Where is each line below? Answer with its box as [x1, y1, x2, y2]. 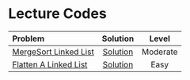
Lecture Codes [8, 5, 107, 23]
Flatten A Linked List [12, 59, 88, 70]
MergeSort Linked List [12, 46, 95, 57]
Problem [12, 33, 45, 44]
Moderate [141, 46, 178, 57]
